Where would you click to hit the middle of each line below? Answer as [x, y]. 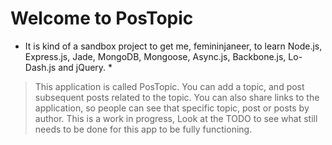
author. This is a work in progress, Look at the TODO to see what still [176, 118]
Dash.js [40, 67]
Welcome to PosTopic [102, 18]
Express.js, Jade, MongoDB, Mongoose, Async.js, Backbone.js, [155, 56]
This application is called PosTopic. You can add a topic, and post [169, 86]
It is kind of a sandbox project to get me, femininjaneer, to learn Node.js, [173, 46]
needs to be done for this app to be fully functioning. [143, 129]
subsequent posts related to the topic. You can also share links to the [177, 97]
